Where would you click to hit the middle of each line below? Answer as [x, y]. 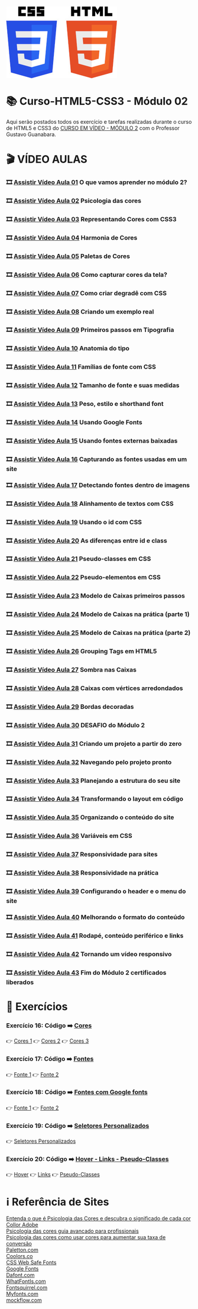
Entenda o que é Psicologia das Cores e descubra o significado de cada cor [98, 1218]
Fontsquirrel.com [27, 1288]
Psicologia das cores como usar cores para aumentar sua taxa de [86, 1237]
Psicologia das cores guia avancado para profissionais [72, 1231]
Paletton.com [22, 1250]
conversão [19, 1244]
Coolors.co [20, 1256]
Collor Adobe [22, 1225]
